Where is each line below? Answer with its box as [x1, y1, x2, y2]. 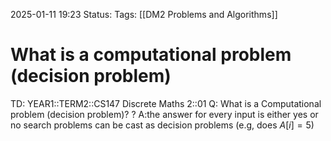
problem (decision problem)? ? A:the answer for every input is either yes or [10, 108, 319, 120]
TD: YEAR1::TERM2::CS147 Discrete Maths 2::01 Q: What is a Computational [10, 97, 322, 109]
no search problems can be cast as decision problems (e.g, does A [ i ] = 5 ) [10, 119, 315, 131]
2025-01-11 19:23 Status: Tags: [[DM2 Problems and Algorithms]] [10, 9, 278, 20]
